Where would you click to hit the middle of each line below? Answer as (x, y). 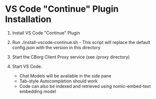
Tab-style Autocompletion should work (58, 81)
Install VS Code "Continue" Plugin (46, 33)
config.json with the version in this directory (56, 47)
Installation (28, 19)
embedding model (38, 91)
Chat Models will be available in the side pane (65, 76)
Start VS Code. (27, 66)
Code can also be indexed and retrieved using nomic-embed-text (85, 86)
